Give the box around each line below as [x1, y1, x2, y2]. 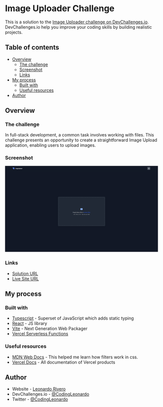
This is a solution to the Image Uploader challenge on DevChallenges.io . [5, 19, 149, 25]
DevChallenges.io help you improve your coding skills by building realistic [5, 24, 152, 30]
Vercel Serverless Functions [12, 331, 68, 337]
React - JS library [12, 321, 48, 326]
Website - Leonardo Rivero [12, 386, 66, 392]
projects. [5, 29, 23, 35]
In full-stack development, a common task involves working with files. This [5, 132, 154, 138]
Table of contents [5, 43, 59, 51]
